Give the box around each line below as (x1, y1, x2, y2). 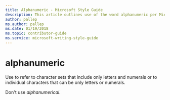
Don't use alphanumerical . (5, 89, 61, 95)
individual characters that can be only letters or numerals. (5, 79, 125, 85)
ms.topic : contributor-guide (5, 31, 67, 36)
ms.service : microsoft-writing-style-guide (5, 36, 99, 41)
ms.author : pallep (5, 21, 44, 27)
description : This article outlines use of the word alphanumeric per (5, 12, 157, 17)
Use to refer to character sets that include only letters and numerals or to (5, 74, 157, 80)
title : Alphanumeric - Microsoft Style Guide (5, 7, 103, 13)
